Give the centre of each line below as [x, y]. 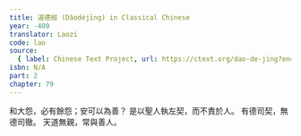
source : [24, 51]
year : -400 [30, 26]
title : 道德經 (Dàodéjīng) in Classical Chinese [100, 17]
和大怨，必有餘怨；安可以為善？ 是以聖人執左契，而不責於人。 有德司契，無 [149, 110]
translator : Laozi [43, 34]
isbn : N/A [28, 68]
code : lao [28, 42]
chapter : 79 [31, 84]
